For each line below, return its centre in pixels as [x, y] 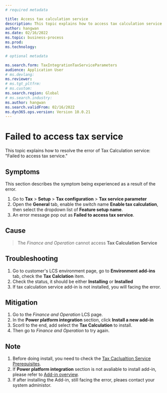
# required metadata [27, 10]
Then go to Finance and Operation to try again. [61, 331]
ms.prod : [14, 42]
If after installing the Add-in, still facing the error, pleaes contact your [83, 380]
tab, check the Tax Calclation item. [48, 276]
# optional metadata [27, 56]
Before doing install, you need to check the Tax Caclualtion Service [81, 359]
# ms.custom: [19, 88]
